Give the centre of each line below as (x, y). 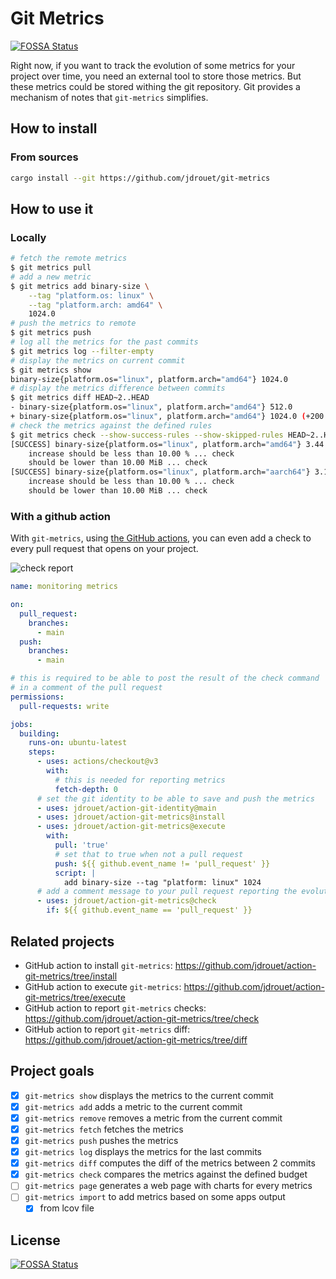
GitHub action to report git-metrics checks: (115, 1008)
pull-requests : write (64, 706)
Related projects (62, 941)
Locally (28, 237)
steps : (42, 752)
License (35, 1240)
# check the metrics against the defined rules (111, 425)
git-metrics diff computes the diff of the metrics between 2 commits (170, 1163)
